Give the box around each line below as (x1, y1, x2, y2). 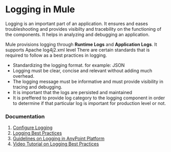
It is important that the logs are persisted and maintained (12, 89, 132, 95)
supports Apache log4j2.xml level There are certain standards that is (5, 47, 150, 53)
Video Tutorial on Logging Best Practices (12, 141, 99, 147)
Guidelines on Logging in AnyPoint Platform (12, 136, 105, 142)
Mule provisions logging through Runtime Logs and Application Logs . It (5, 41, 157, 47)
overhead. (12, 73, 35, 79)
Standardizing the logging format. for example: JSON (12, 62, 125, 68)
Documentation (5, 113, 45, 120)
